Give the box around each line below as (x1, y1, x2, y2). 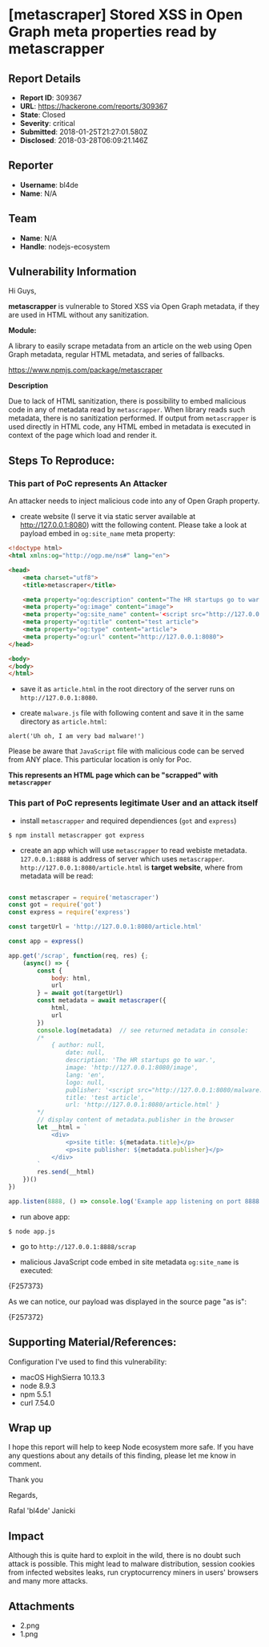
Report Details (8, 71, 82, 85)
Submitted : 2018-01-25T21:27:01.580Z (19, 127, 148, 136)
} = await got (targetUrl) (37, 989, 124, 997)
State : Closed (19, 110, 66, 120)
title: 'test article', (65, 1093, 146, 1101)
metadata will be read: (19, 870, 94, 880)
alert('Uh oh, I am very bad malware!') (8, 732, 146, 740)
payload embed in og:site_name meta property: (19, 529, 176, 538)
